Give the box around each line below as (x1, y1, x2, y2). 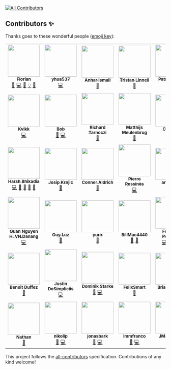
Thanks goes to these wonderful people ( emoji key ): (5, 33, 115, 39)
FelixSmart (123, 285, 146, 290)
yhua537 (51, 76, 70, 82)
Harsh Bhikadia (8, 178, 40, 184)
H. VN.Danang (9, 233, 39, 239)
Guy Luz (52, 232, 70, 238)
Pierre (128, 176, 141, 181)
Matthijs (126, 125, 144, 131)
